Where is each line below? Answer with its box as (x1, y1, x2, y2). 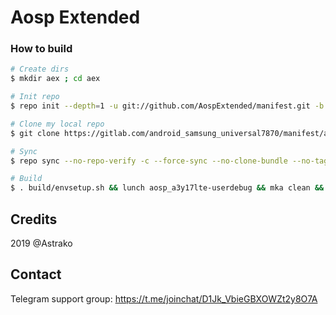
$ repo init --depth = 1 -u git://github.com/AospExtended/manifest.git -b (10, 101, 325, 111)
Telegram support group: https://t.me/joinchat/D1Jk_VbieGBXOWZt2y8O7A (10, 292, 318, 305)
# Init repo (10, 92, 60, 102)
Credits (10, 211, 58, 228)
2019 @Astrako (10, 237, 73, 250)
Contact (10, 266, 62, 283)
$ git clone (10, 128, 60, 138)
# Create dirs (10, 64, 70, 75)
